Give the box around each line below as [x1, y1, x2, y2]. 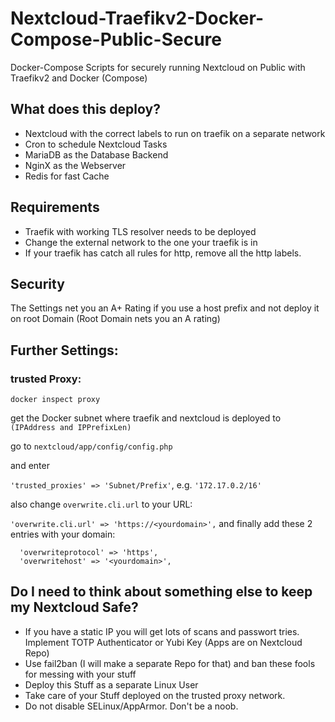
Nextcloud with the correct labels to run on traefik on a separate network [24, 127, 326, 139]
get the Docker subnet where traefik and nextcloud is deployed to [10, 412, 282, 424]
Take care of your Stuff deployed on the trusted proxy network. [24, 689, 286, 701]
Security [10, 275, 65, 292]
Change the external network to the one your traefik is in [24, 236, 258, 248]
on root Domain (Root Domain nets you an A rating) [10, 313, 221, 325]
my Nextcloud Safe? [10, 599, 139, 616]
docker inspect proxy [10, 395, 101, 405]
